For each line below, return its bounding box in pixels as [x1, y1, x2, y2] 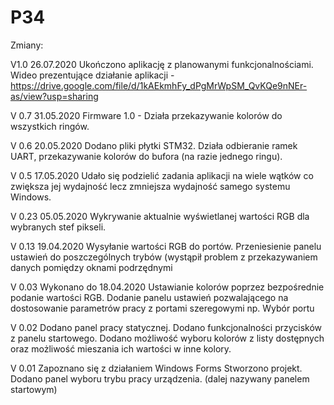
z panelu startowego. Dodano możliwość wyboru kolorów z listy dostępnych [10, 332, 325, 344]
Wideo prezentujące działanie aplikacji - [10, 69, 175, 81]
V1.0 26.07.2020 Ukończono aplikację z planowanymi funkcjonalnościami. [10, 58, 314, 70]
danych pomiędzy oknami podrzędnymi [10, 261, 173, 273]
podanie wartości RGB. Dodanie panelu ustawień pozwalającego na [10, 291, 289, 303]
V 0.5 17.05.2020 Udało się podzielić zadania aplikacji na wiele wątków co [10, 169, 314, 181]
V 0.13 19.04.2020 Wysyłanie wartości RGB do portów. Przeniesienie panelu [10, 240, 322, 252]
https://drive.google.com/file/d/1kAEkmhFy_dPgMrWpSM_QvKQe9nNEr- [10, 79, 308, 91]
